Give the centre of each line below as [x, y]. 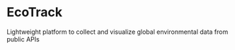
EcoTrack [35, 12]
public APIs [23, 39]
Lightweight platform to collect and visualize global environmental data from [117, 32]
